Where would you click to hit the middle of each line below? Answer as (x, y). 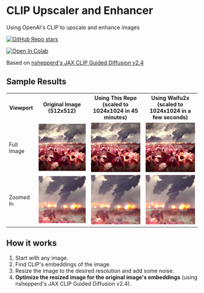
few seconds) (170, 117)
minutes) (116, 117)
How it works (32, 243)
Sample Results (36, 82)
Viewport (21, 107)
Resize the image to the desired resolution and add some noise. (94, 271)
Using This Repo (115, 98)
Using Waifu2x (170, 98)
